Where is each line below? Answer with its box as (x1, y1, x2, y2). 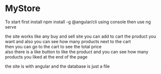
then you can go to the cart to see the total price (5, 44, 102, 49)
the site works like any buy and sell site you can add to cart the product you (5, 33, 156, 39)
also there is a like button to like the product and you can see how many (5, 49, 149, 55)
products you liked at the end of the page (5, 54, 88, 59)
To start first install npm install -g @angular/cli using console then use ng (5, 19, 151, 25)
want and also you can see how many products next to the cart (5, 38, 131, 44)
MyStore (5, 3, 41, 14)
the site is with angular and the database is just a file (5, 63, 110, 69)
